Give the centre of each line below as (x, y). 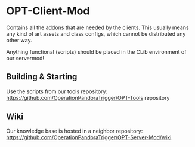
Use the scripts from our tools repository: (57, 91)
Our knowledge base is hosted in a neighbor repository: (75, 131)
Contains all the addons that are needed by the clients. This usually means (97, 27)
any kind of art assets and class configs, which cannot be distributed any (96, 33)
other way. (19, 40)
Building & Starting (42, 77)
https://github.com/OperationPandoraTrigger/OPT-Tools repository (88, 97)
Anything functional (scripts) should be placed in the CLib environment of (96, 51)
